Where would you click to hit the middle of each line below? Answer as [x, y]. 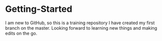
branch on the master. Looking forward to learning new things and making [81, 28]
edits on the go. [21, 33]
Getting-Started [39, 9]
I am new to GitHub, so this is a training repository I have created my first [80, 23]
